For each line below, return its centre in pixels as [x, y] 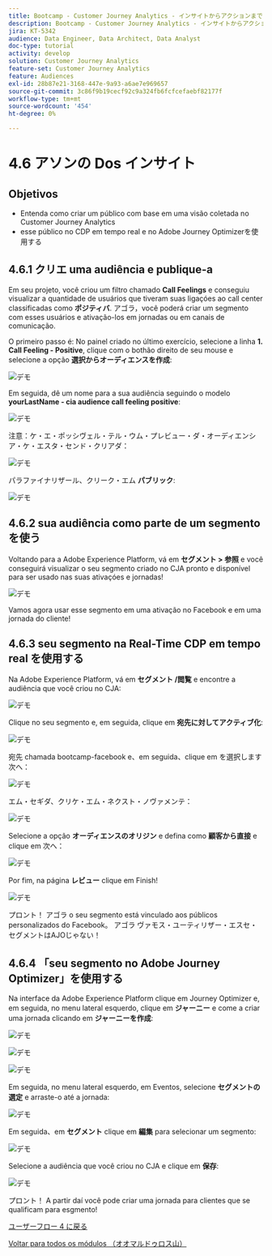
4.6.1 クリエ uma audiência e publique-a [110, 269]
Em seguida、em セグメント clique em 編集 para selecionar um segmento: [132, 1132]
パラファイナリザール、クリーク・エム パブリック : [92, 480]
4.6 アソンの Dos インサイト [102, 164]
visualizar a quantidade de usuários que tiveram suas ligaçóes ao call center [136, 298]
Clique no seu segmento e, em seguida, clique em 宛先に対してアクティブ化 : [136, 723]
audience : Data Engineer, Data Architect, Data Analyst [104, 38]
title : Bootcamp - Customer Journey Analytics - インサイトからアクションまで [136, 16]
